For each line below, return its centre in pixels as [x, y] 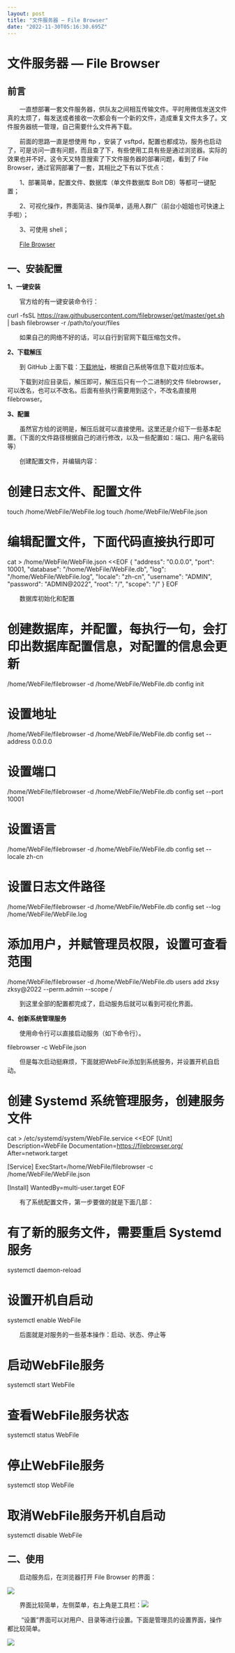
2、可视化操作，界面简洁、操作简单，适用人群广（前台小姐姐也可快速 [119, 206]
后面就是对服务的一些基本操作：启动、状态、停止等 [92, 1334]
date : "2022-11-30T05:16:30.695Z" [58, 27]
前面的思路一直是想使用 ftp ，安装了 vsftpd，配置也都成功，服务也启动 [120, 142]
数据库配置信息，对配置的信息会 [123, 647]
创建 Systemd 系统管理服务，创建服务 [116, 1101]
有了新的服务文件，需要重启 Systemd [114, 1233]
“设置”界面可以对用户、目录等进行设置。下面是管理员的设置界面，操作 [121, 1620]
